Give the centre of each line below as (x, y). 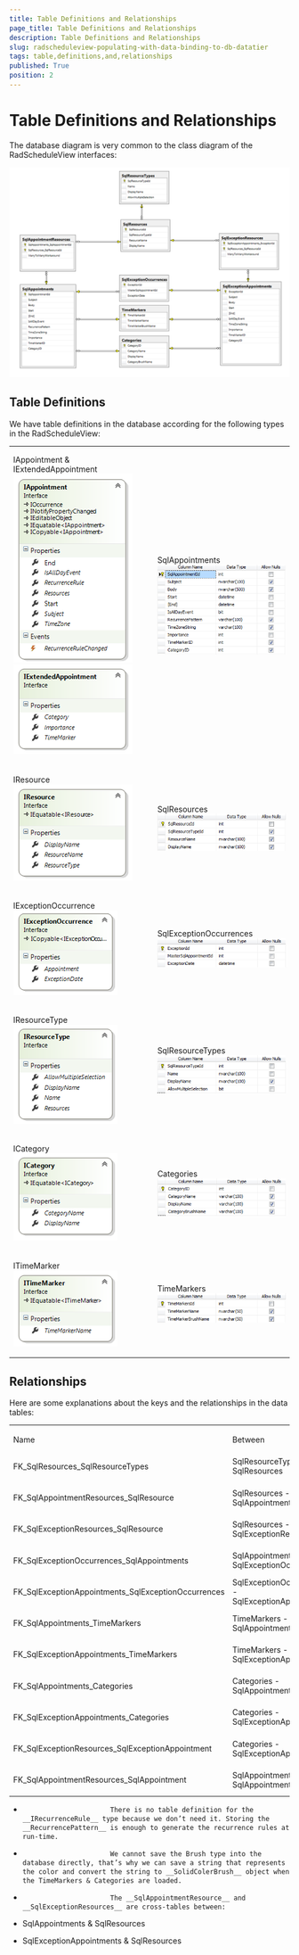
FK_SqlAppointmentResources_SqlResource (93, 1497)
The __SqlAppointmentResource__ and (178, 1898)
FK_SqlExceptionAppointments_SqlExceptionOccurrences (119, 1591)
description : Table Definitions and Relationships (105, 37)
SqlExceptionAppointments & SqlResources (102, 1941)
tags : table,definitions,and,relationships (91, 57)
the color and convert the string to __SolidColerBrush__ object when (156, 1872)
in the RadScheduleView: (55, 433)
